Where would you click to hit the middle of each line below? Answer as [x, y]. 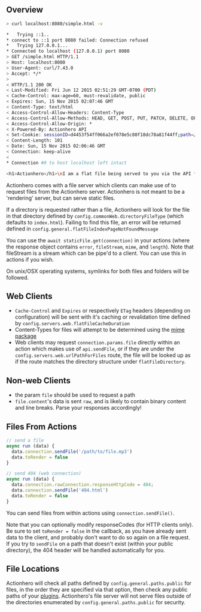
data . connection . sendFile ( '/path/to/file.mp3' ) [72, 451]
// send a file [25, 440]
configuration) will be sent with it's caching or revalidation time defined [102, 317]
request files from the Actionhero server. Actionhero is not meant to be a [96, 191]
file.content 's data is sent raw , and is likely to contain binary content [100, 401]
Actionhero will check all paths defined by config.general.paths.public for [99, 583]
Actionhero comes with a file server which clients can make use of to [91, 185]
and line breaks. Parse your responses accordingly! [78, 408]
